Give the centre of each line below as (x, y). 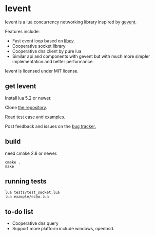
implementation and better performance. (53, 61)
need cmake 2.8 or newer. (31, 153)
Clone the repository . (26, 107)
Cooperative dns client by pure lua (47, 51)
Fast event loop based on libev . (43, 41)
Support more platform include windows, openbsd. (63, 229)
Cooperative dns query (35, 223)
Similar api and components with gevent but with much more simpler (81, 56)
